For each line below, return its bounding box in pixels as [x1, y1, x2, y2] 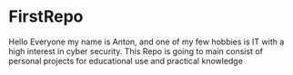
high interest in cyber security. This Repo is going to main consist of [8, 45, 263, 56]
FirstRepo [8, 6, 84, 27]
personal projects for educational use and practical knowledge [8, 55, 243, 66]
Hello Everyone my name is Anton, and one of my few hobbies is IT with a [8, 36, 285, 47]
